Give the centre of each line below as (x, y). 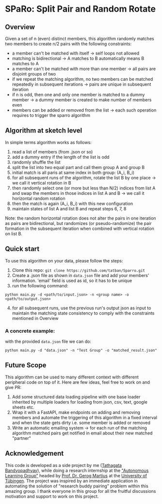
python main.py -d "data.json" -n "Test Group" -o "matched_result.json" (81, 350)
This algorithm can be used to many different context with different (72, 377)
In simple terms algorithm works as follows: (49, 142)
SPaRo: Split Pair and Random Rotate (81, 9)
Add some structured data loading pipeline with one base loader (76, 397)
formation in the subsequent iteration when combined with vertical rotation (80, 228)
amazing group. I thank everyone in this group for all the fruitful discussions (81, 491)
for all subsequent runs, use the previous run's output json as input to (81, 308)
